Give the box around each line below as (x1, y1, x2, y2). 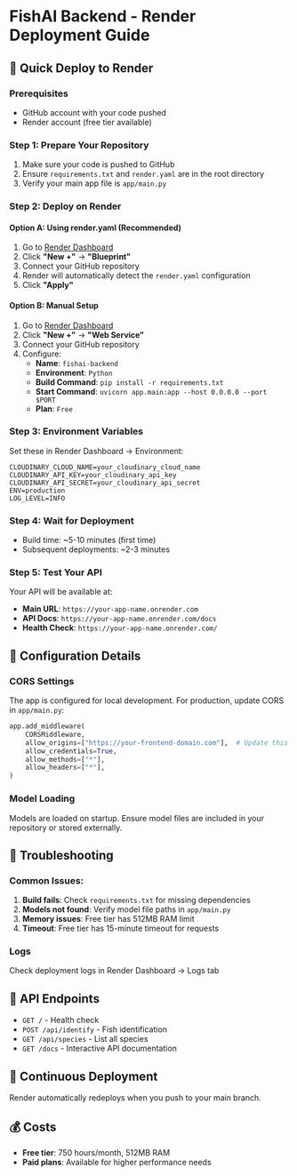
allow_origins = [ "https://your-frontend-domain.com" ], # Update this (25, 738, 289, 748)
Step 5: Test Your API (9, 566, 102, 579)
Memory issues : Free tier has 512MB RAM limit (21, 914, 196, 924)
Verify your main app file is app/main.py (21, 178, 167, 188)
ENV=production (9, 486, 66, 495)
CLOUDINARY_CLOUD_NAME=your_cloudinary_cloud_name (9, 462, 201, 472)
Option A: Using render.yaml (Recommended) (9, 222, 182, 233)
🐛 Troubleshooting (9, 847, 114, 863)
